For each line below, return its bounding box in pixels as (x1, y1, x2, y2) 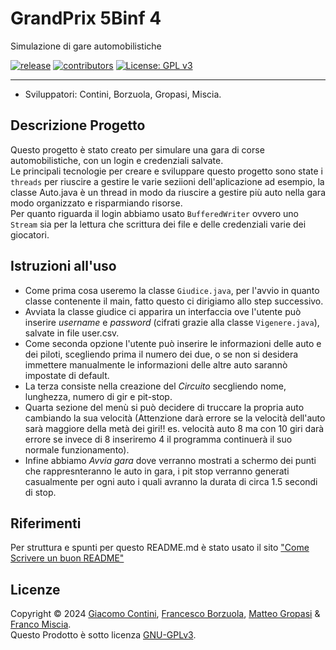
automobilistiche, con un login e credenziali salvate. (10, 154, 224, 166)
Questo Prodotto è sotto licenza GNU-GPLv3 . (10, 629, 197, 641)
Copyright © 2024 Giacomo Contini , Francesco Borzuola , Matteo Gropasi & (10, 608, 321, 620)
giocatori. (10, 228, 50, 241)
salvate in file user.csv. (24, 327, 120, 339)
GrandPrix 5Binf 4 (10, 7, 162, 30)
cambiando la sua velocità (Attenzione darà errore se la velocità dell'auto (24, 412, 326, 424)
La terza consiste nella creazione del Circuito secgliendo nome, (24, 380, 287, 392)
